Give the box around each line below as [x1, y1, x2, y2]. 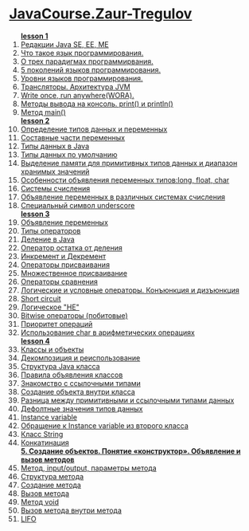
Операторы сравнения [20, 277, 99, 286]
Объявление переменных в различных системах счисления [20, 192, 226, 202]
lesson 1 [20, 31, 49, 41]
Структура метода [20, 471, 84, 481]
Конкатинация [20, 438, 70, 447]
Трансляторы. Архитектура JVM [20, 81, 130, 92]
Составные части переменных [20, 132, 126, 142]
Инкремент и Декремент [20, 251, 107, 261]
